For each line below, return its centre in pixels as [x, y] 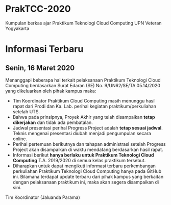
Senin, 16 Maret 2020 [40, 68]
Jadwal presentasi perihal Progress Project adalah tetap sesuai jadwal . [88, 127]
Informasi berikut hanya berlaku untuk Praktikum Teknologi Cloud [83, 155]
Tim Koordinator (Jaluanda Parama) [43, 197]
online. [20, 139]
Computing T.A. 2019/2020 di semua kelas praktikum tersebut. [79, 160]
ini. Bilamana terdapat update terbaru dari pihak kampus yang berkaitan [88, 176]
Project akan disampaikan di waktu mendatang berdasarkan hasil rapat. [88, 149]
